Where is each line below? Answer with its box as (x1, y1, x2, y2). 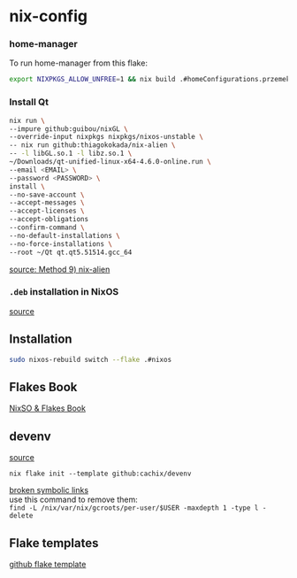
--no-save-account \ (9, 190, 86, 199)
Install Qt (9, 96, 49, 108)
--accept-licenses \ (9, 206, 86, 216)
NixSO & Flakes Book (9, 403, 87, 413)
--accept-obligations (9, 215, 89, 224)
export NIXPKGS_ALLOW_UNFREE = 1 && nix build (9, 75, 176, 84)
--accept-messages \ (9, 198, 86, 207)
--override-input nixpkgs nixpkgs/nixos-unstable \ (9, 133, 203, 142)
